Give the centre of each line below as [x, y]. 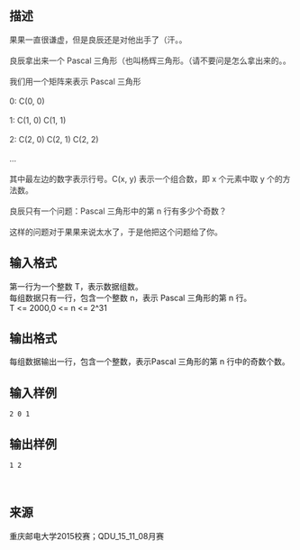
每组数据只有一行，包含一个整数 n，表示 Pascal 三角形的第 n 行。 [131, 298]
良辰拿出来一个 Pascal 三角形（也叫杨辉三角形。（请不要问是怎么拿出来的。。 [150, 60]
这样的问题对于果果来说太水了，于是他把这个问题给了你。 [116, 232]
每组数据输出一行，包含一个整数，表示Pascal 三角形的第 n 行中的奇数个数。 [150, 362]
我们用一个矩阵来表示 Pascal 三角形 [75, 81]
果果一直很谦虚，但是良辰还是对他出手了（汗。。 [98, 40]
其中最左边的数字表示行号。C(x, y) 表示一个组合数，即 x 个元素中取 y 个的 [146, 179]
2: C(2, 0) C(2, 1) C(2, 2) [54, 139]
